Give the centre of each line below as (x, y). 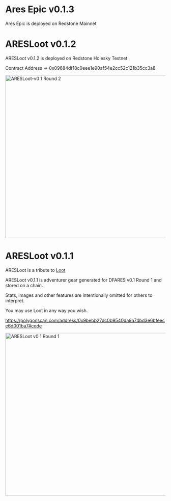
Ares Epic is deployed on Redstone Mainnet (51, 23)
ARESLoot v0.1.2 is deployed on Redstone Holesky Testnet (66, 58)
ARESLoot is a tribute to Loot (35, 270)
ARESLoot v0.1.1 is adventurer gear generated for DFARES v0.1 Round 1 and (83, 280)
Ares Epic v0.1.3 (40, 9)
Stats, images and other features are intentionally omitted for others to (79, 295)
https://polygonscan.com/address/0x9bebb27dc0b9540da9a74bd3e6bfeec (85, 320)
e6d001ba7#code (24, 326)
